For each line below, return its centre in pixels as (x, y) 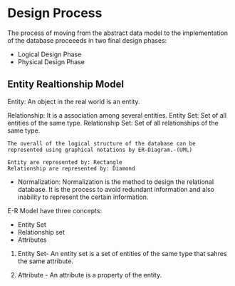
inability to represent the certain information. (83, 197)
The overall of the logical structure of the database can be (101, 143)
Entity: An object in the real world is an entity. (74, 101)
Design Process (55, 13)
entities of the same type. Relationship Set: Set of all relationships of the (113, 123)
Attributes (32, 240)
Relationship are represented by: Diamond (71, 168)
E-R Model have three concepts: (54, 210)
